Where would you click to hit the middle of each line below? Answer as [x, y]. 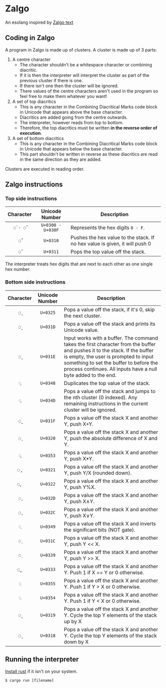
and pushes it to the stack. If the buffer [109, 350]
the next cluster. [83, 316]
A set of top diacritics [34, 101]
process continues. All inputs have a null [110, 369]
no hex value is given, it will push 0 [111, 244]
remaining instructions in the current [106, 403]
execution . [31, 133]
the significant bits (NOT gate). [100, 530]
